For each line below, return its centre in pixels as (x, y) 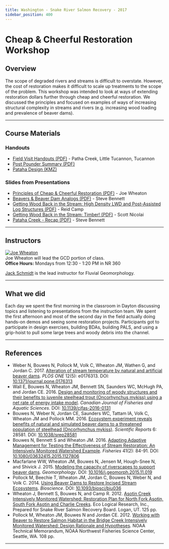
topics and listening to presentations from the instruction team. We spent (81, 311)
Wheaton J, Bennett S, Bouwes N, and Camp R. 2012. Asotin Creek (81, 493)
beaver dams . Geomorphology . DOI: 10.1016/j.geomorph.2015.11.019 (82, 472)
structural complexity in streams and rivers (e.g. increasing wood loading (81, 107)
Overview (21, 69)
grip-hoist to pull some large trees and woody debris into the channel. (77, 333)
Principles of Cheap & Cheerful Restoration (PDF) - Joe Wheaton (79, 193)
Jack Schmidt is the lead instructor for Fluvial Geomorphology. (70, 273)
